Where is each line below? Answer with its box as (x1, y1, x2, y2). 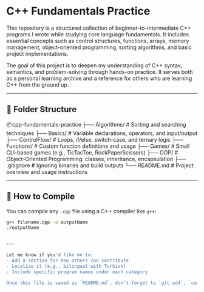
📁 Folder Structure (6, 104, 77, 114)
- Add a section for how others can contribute (6, 257, 129, 264)
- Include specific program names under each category (6, 268, 148, 275)
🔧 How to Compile (6, 191, 75, 202)
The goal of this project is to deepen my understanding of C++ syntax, (6, 62, 183, 69)
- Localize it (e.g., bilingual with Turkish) (6, 263, 126, 269)
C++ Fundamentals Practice (6, 4, 151, 18)
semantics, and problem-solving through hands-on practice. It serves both (6, 68, 193, 75)
